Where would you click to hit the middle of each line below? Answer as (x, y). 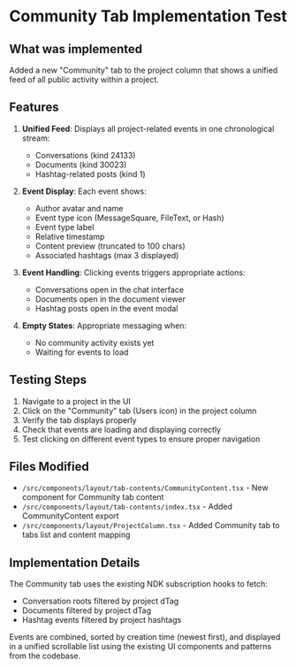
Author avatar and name (79, 208)
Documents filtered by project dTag (87, 610)
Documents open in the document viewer (110, 299)
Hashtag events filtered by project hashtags (102, 620)
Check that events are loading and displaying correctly (121, 429)
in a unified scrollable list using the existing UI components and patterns (140, 647)
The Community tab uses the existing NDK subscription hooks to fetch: (138, 584)
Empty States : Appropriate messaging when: (104, 326)
